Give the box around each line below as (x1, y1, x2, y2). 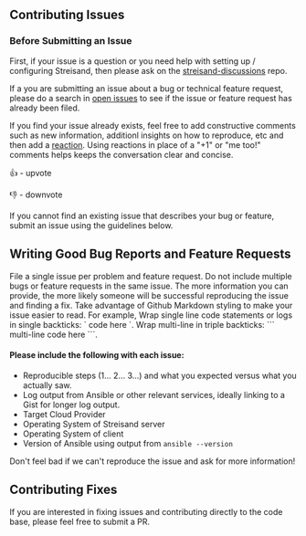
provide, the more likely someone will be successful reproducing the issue (9, 289, 290, 300)
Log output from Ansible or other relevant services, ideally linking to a (22, 389, 286, 400)
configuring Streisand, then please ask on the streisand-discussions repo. (9, 65, 288, 76)
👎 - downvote (9, 189, 63, 200)
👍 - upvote (9, 167, 52, 178)
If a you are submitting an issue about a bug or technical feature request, (9, 82, 284, 94)
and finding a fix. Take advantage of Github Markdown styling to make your (9, 300, 293, 310)
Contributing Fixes (9, 482, 118, 498)
